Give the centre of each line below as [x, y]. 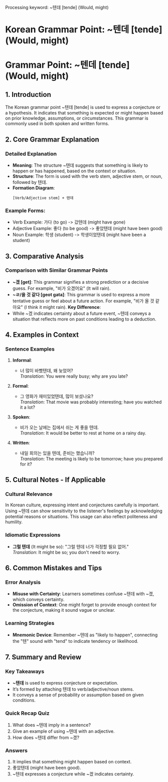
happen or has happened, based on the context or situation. [74, 171]
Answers [16, 751]
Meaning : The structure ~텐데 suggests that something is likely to [80, 165]
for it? [26, 464]
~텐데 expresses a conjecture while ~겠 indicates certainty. [73, 774]
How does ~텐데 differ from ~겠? [46, 737]
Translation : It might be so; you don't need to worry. [66, 552]
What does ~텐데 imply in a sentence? [52, 725]
